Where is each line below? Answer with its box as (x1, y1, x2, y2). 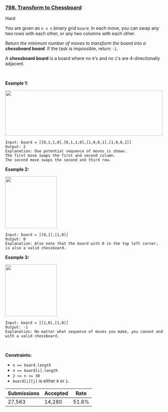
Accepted (44, 390, 68, 397)
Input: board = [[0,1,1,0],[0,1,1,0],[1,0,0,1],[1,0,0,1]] (5, 140, 132, 145)
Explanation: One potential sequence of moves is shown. (5, 149, 127, 154)
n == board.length (12, 363, 51, 368)
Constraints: (5, 352, 32, 358)
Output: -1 (5, 325, 28, 330)
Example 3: (5, 255, 29, 261)
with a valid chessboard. (5, 334, 59, 339)
